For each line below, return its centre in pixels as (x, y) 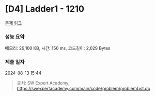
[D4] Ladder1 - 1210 (45, 9)
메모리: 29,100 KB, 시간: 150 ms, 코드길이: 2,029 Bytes (58, 48)
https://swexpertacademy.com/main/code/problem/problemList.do (84, 88)
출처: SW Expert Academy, (43, 83)
